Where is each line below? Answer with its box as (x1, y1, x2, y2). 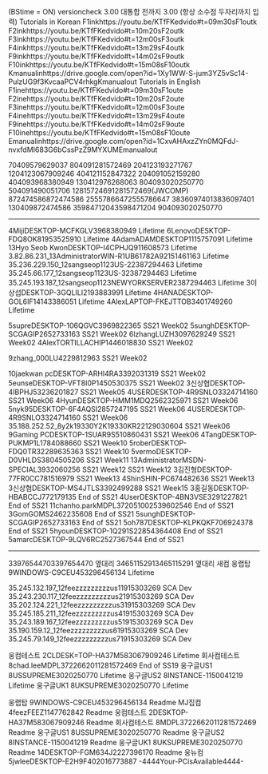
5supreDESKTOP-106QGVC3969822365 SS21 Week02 (8, 321, 189, 330)
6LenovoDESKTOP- (166, 226, 231, 235)
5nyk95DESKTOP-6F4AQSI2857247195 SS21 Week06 (8, 405, 186, 413)
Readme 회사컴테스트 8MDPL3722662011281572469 (86, 718, 257, 727)
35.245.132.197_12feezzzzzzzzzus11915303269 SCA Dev (8, 583, 192, 592)
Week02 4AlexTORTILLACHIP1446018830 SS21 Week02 (8, 338, 194, 347)
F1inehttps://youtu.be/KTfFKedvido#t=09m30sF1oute (8, 86, 183, 94)
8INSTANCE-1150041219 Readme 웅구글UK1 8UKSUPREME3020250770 (8, 738, 243, 747)
